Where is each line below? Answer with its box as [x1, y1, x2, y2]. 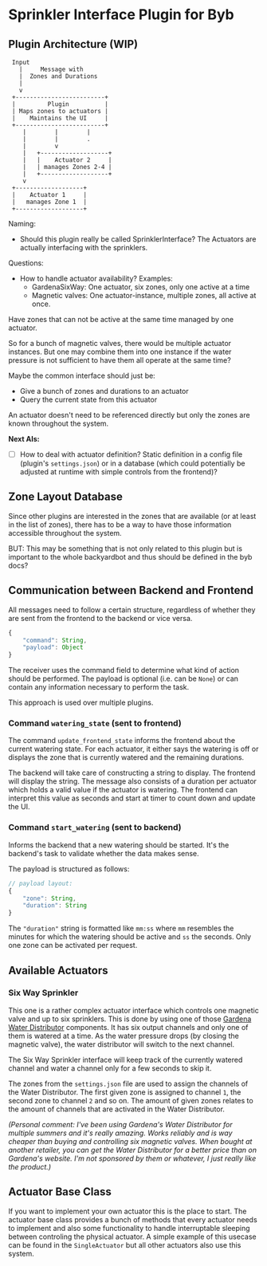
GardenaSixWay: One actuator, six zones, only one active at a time [31, 282, 250, 292]
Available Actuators [8, 963, 109, 977]
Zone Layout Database [8, 490, 124, 504]
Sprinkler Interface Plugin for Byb [8, 6, 234, 24]
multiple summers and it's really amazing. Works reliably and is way [8, 1128, 233, 1138]
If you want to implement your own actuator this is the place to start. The [8, 1206, 247, 1216]
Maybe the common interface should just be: [8, 371, 155, 380]
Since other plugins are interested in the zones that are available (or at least [8, 511, 257, 521]
